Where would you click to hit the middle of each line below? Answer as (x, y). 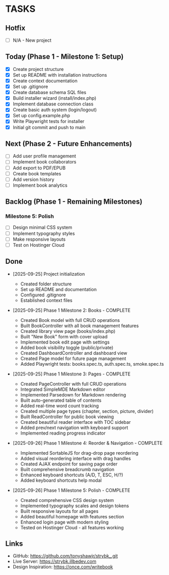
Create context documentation (45, 81)
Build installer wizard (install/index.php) (54, 98)
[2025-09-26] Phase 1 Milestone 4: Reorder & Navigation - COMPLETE (88, 443)
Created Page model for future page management (73, 358)
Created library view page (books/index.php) (68, 331)
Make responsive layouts (39, 239)
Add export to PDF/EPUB (39, 168)
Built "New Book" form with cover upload (64, 336)
